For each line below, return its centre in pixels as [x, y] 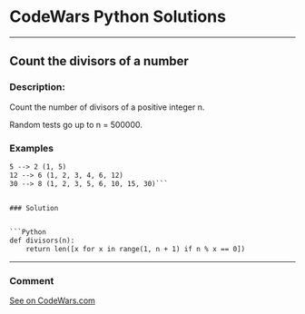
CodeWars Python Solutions [118, 17]
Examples [32, 148]
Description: [37, 87]
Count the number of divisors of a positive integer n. [107, 107]
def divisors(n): [42, 241]
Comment [32, 280]
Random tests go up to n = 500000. [76, 124]
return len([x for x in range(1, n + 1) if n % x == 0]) [136, 250]
